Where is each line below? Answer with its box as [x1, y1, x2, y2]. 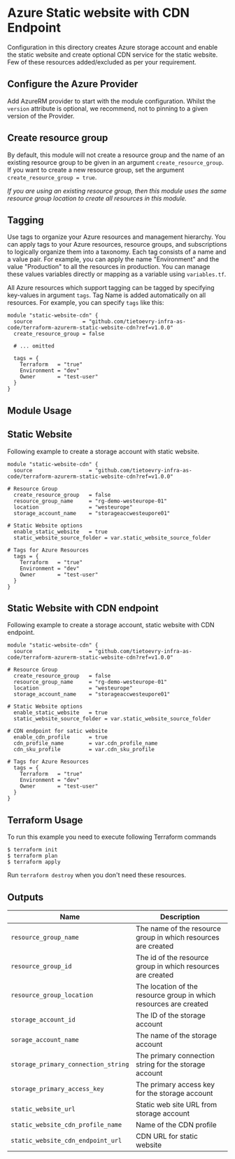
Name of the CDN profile [136, 1120, 217, 1130]
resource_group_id [10, 962, 72, 971]
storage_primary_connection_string [10, 1060, 129, 1069]
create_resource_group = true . [7, 173, 97, 181]
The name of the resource [136, 924, 222, 933]
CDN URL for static [136, 1132, 198, 1141]
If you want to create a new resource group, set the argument [7, 165, 185, 174]
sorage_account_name [10, 1036, 79, 1044]
